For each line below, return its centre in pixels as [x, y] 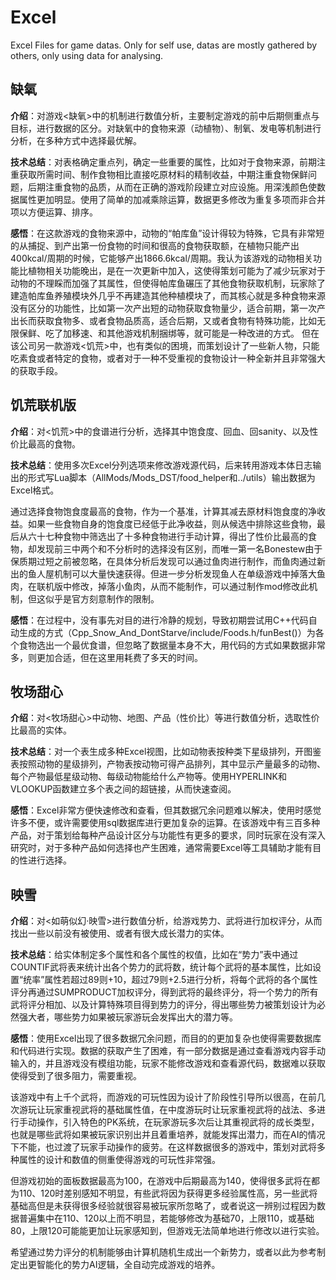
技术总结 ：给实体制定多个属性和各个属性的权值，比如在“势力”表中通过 [154, 955]
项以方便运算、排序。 [54, 212]
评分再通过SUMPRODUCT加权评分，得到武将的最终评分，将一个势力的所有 [164, 992]
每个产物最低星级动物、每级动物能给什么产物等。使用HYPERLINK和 [148, 777]
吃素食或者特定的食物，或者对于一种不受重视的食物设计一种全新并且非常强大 [168, 358]
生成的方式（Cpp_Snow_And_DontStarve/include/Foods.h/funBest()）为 [167, 632]
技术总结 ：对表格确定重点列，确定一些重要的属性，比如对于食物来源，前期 [163, 162]
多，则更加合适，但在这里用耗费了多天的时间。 [106, 657]
